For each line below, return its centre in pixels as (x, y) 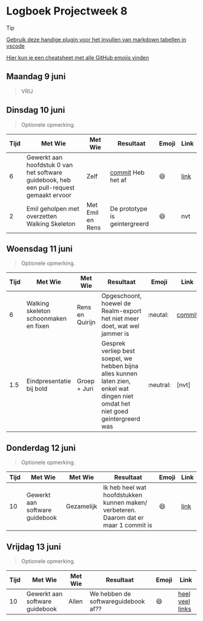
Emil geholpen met (53, 208)
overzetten (42, 216)
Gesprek (113, 343)
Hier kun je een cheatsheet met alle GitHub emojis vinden (78, 57)
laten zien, (116, 381)
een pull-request (50, 187)
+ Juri (85, 389)
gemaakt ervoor (49, 195)
